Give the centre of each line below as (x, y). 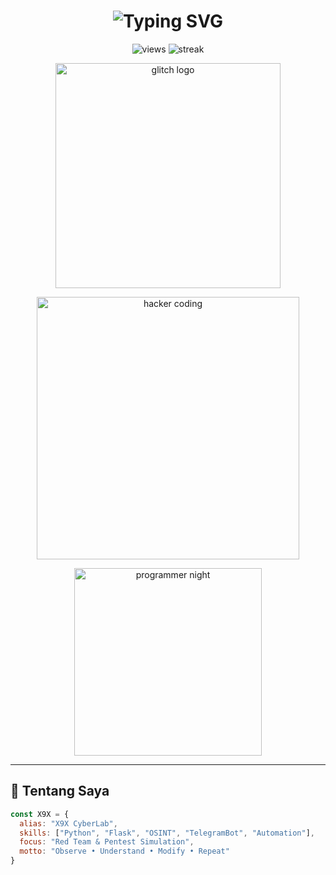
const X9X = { (40, 814)
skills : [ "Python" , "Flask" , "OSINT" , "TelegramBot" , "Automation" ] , (167, 833)
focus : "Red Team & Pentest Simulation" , (107, 842)
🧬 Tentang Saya (60, 791)
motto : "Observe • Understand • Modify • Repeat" (124, 851)
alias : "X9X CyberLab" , (68, 823)
